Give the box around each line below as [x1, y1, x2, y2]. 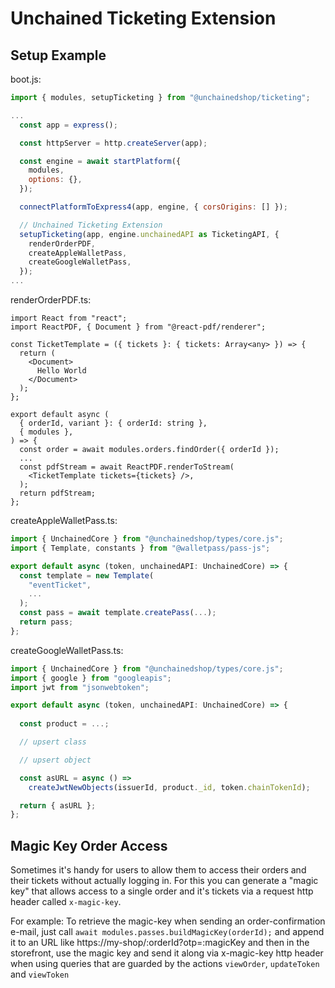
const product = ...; [19, 719, 110, 729]
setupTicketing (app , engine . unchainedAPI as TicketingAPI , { [19, 229, 280, 239]
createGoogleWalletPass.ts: [10, 644, 124, 656]
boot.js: [10, 73, 42, 85]
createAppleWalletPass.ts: [10, 515, 118, 526]
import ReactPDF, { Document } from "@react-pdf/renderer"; [10, 322, 267, 332]
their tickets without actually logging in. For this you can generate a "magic [10, 875, 319, 887]
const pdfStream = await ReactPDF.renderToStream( [19, 462, 235, 472]
